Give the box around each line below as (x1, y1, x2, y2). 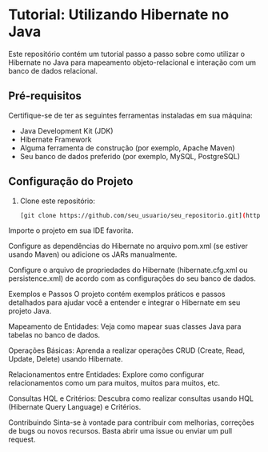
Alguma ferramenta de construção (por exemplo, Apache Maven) (19, 142, 235, 153)
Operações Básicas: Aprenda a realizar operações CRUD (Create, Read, (8, 346, 246, 355)
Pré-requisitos (8, 90, 82, 103)
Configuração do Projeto (8, 174, 134, 189)
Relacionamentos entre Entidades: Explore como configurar (8, 370, 205, 379)
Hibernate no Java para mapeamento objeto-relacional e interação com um (8, 58, 256, 67)
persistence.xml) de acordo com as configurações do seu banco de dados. (8, 274, 256, 283)
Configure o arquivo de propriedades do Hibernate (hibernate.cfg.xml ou (8, 266, 248, 275)
